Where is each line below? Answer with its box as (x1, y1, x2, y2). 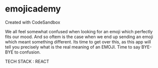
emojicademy (5, 3, 61, 14)
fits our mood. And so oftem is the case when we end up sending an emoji (5, 34, 154, 40)
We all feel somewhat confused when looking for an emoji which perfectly (5, 28, 153, 34)
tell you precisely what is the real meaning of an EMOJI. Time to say (5, 44, 141, 50)
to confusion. (14, 49, 41, 55)
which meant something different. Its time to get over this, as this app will (5, 39, 151, 44)
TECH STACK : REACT (5, 58, 49, 64)
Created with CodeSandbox (5, 19, 61, 25)
